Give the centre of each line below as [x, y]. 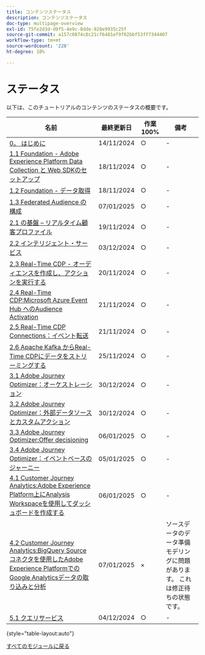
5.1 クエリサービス [37, 618]
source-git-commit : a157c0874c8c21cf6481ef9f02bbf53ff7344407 [87, 35]
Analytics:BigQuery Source [48, 550]
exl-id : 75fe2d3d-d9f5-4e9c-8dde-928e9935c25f [67, 29]
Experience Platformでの [45, 568]
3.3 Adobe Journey [37, 432]
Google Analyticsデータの [46, 577]
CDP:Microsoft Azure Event [49, 300]
